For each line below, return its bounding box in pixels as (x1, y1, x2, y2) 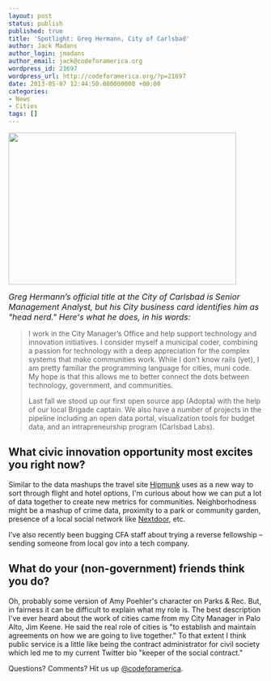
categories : (8, 87, 49, 96)
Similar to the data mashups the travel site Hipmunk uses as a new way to (8, 479, 254, 489)
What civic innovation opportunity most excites (8, 445, 253, 459)
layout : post (8, 11, 53, 20)
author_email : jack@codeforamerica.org (8, 58, 143, 66)
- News (8, 95, 31, 103)
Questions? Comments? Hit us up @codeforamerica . (8, 663, 184, 673)
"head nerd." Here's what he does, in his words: (8, 311, 191, 323)
